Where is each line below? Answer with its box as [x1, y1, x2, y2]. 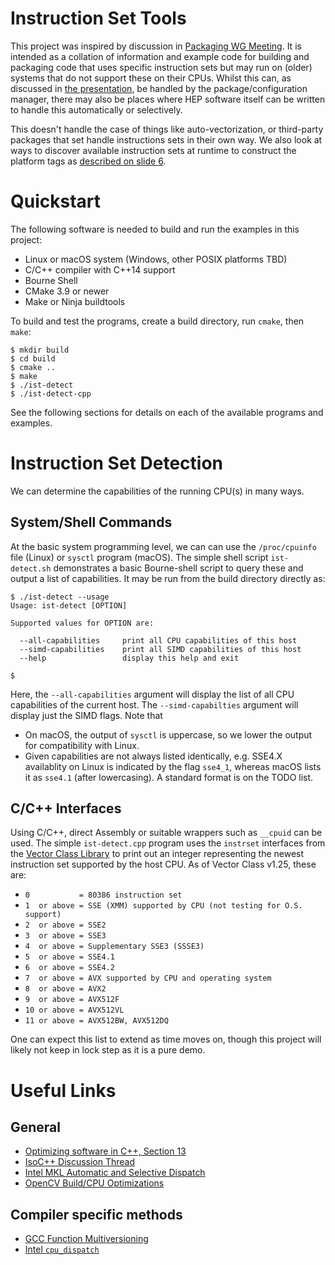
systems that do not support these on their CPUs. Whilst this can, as [10, 72, 292, 84]
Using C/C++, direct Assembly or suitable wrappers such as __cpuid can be [10, 827, 323, 839]
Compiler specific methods [10, 1206, 183, 1223]
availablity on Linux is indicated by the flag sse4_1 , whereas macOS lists [24, 760, 322, 772]
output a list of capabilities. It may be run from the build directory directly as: [10, 572, 326, 584]
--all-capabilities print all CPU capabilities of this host [19, 635, 298, 646]
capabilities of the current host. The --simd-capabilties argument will [10, 698, 299, 711]
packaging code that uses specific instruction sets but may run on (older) [10, 61, 313, 73]
